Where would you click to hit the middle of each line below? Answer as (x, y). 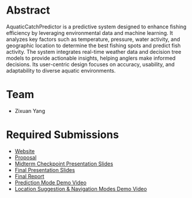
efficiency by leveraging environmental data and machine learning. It (90, 33)
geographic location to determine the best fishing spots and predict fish (94, 46)
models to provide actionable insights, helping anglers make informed (91, 58)
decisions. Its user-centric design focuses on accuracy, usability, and (90, 64)
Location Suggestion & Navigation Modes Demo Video (81, 189)
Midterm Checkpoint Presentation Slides (64, 164)
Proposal (25, 157)
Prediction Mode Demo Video (51, 182)
